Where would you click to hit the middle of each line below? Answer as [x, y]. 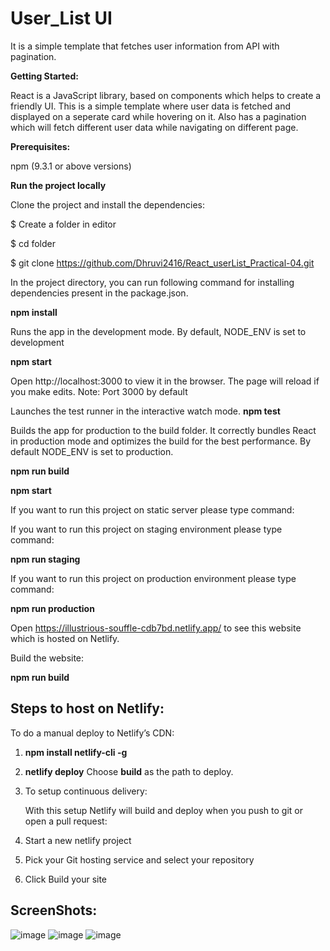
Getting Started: [44, 76]
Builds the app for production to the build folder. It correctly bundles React [163, 430]
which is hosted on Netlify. [65, 638]
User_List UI [61, 18]
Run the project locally [58, 185]
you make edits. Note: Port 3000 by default [99, 391]
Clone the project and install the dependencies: [108, 204]
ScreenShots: [54, 910]
